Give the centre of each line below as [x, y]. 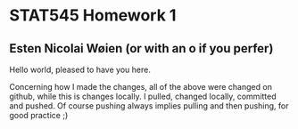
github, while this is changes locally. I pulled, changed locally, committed [143, 96]
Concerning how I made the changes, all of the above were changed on [141, 87]
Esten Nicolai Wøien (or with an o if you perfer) [141, 48]
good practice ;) [39, 115]
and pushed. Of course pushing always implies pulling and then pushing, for [149, 106]
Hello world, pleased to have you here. [80, 69]
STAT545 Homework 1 [93, 16]
